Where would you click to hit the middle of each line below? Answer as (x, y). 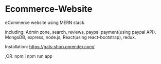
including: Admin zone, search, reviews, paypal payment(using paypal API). (81, 32)
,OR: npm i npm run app (29, 56)
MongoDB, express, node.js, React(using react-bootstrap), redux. (71, 37)
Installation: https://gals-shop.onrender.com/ (50, 46)
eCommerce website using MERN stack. (45, 22)
